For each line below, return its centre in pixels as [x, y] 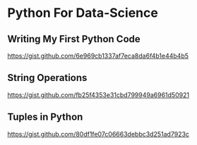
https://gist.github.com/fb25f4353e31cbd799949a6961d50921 [98, 95]
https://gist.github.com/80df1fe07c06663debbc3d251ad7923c [98, 134]
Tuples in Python [45, 117]
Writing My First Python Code [74, 39]
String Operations [47, 78]
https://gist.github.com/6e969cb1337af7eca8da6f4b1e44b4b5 [98, 56]
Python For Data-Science [83, 13]
